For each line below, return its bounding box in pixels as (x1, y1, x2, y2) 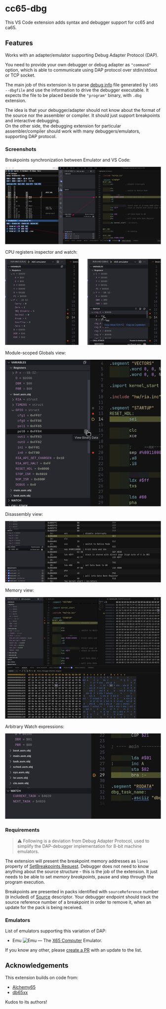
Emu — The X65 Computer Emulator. (12, 938, 102, 944)
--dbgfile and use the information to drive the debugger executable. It (5, 87, 149, 93)
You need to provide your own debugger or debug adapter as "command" (5, 61, 152, 67)
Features (5, 39, 33, 47)
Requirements (5, 826, 40, 833)
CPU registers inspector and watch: (5, 249, 78, 255)
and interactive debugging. (5, 117, 60, 124)
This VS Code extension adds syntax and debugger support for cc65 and (5, 19, 154, 25)
